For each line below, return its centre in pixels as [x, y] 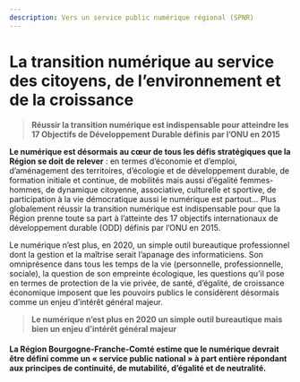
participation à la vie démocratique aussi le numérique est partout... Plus [143, 199]
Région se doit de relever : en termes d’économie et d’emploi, [123, 161]
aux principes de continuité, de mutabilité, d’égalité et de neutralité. [138, 369]
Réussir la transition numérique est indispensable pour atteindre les [160, 124]
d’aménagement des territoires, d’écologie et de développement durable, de [150, 170]
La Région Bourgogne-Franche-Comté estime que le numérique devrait [144, 349]
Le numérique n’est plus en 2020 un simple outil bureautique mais [157, 319]
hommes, [26, 190]
